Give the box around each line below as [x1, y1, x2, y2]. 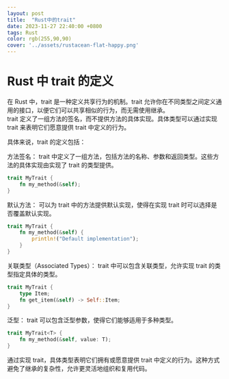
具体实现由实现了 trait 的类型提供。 [18, 160, 118, 169]
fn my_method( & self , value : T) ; [19, 337, 111, 343]
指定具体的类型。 [12, 270, 62, 278]
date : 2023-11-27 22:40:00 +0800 [7, 23, 103, 29]
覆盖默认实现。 [12, 209, 55, 217]
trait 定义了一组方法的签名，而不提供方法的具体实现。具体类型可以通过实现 [7, 114, 217, 123]
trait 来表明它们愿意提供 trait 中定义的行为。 [7, 123, 131, 131]
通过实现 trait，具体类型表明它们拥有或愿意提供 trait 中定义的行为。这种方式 [7, 356, 220, 364]
